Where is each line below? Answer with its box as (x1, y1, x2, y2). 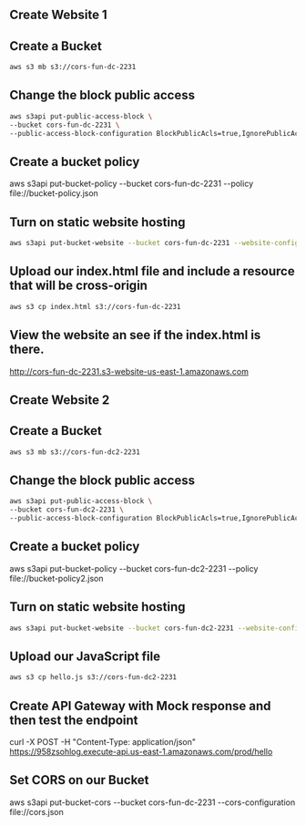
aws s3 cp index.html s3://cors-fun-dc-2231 (9, 302, 181, 311)
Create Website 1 (9, 7, 107, 23)
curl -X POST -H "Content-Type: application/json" (9, 737, 197, 748)
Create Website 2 (9, 392, 110, 408)
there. (9, 342, 45, 357)
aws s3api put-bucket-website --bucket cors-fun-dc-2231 (9, 239, 230, 248)
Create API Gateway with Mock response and (9, 697, 271, 714)
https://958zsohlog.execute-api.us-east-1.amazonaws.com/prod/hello (9, 747, 273, 758)
